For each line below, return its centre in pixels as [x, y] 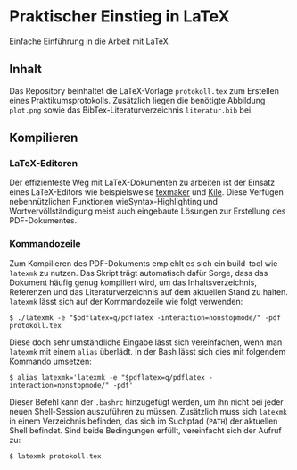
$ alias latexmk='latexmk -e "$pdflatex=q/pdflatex [107, 377]
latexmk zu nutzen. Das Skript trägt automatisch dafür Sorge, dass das [139, 273]
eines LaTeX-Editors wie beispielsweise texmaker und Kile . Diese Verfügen [146, 192]
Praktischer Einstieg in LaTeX [120, 17]
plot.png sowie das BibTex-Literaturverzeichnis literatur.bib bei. [131, 110]
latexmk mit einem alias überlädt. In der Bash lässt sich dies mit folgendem [148, 351]
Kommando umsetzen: [50, 361]
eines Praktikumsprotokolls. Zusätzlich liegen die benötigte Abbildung [137, 100]
